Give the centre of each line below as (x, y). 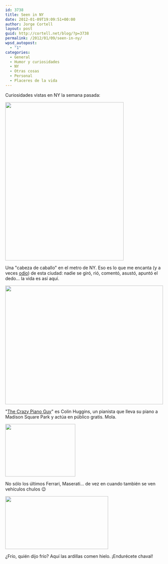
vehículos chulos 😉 (26, 489)
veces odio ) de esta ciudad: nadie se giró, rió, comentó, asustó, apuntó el (81, 273)
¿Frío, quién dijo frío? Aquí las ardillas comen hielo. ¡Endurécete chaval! (79, 556)
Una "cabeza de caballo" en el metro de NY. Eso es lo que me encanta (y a (83, 268)
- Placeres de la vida (34, 81)
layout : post (19, 29)
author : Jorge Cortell (29, 24)
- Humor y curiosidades (35, 62)
